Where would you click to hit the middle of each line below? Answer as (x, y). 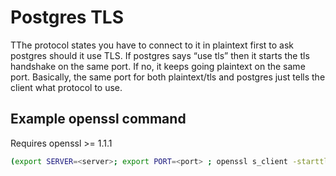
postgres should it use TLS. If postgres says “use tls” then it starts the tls (160, 55)
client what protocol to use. (66, 87)
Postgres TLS (67, 17)
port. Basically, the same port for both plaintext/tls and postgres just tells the (168, 77)
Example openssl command (98, 119)
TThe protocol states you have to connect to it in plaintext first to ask (152, 45)
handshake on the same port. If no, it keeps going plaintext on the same (158, 66)
